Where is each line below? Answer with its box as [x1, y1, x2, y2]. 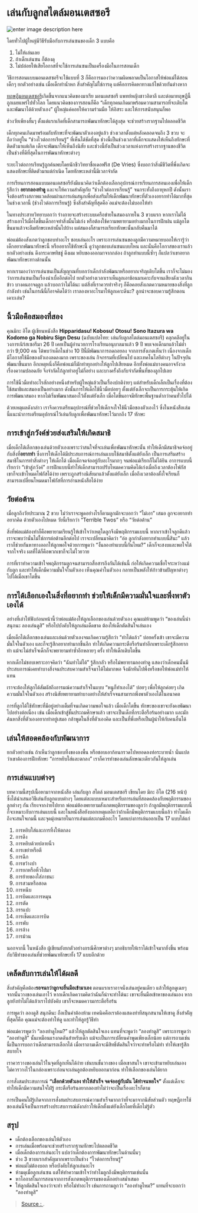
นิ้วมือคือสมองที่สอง [6, 312, 63, 322]
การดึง [15, 833, 28, 840]
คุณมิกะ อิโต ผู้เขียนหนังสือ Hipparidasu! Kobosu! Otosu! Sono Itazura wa [6, 327, 174, 334]
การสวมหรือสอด [15, 880, 47, 887]
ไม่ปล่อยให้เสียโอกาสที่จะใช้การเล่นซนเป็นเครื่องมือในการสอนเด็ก [15, 62, 140, 69]
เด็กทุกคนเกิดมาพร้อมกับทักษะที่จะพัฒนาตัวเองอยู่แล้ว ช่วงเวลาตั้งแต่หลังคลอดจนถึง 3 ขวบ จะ [6, 129, 185, 136]
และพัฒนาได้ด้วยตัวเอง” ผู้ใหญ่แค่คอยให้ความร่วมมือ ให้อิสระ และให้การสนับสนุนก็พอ [6, 105, 171, 113]
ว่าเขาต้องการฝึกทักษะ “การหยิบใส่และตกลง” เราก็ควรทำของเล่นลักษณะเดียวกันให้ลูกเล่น [6, 755, 176, 762]
